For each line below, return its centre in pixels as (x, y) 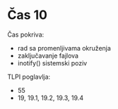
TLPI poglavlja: (29, 77)
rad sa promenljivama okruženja (64, 48)
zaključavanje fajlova (48, 56)
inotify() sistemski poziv (52, 63)
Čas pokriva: (26, 34)
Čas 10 (28, 15)
